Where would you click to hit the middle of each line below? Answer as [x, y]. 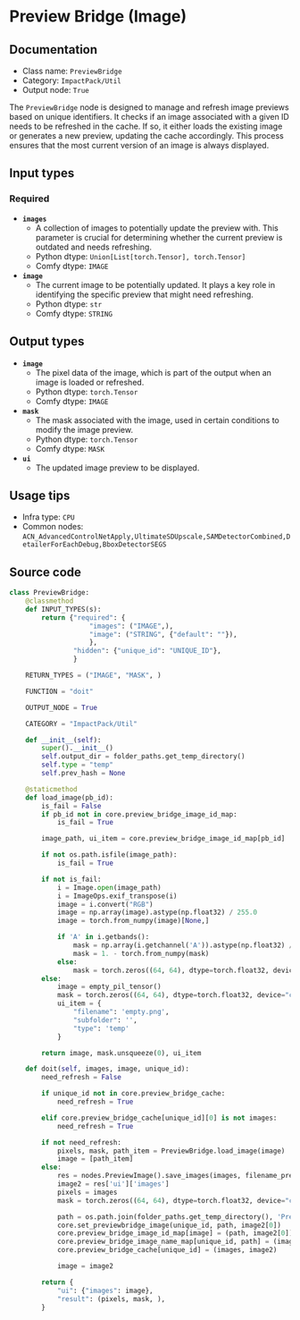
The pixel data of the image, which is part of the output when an [154, 372]
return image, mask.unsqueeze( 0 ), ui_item [121, 1053]
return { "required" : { [83, 618]
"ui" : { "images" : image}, [105, 1290]
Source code [46, 572]
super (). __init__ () [78, 749]
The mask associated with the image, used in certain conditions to [157, 420]
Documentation [54, 50]
